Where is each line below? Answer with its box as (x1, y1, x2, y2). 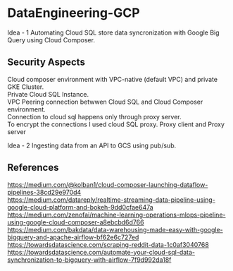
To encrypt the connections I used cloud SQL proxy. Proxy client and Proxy (7, 120, 225, 128)
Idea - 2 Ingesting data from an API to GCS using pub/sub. (7, 141, 177, 150)
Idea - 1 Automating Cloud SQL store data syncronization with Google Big (7, 28, 220, 37)
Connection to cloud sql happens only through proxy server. (7, 112, 182, 121)
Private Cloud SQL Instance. (7, 90, 89, 98)
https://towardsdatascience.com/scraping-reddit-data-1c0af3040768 (7, 240, 209, 248)
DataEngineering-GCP (7, 5, 140, 21)
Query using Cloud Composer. (7, 35, 95, 44)
